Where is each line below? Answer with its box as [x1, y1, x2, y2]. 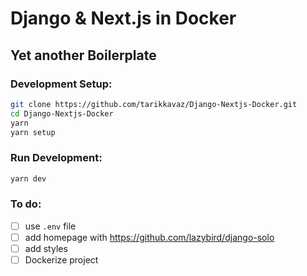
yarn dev [10, 173, 47, 184]
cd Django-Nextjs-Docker [10, 108, 114, 119]
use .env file [24, 220, 77, 232]
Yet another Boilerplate [10, 47, 157, 64]
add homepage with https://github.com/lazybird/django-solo [24, 231, 275, 243]
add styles [24, 242, 68, 254]
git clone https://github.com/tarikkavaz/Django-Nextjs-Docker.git [10, 99, 298, 109]
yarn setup [10, 127, 56, 137]
